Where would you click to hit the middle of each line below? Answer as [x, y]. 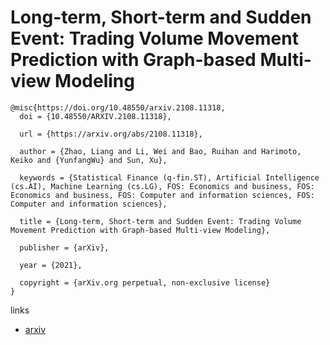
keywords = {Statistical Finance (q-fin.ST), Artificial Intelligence [169, 177]
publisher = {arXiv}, [64, 247]
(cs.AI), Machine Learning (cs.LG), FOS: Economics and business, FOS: [162, 186]
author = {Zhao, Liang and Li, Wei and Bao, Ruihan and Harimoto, [160, 151]
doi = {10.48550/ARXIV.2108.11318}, [95, 116]
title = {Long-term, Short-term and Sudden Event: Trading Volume [160, 221]
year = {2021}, [51, 265]
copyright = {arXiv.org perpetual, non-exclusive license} [145, 282]
